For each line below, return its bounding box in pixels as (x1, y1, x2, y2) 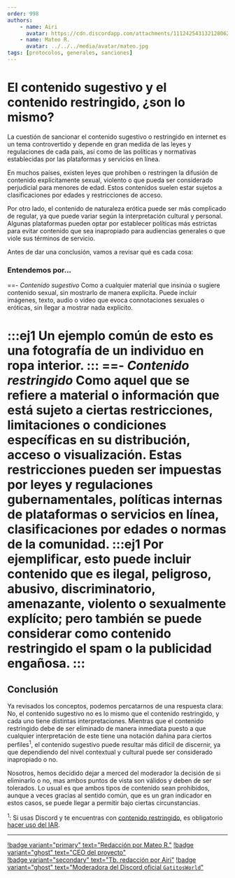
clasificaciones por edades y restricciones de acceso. (7, 191, 163, 199)
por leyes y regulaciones (7, 477, 153, 493)
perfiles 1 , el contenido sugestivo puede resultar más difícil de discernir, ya (7, 739, 221, 748)
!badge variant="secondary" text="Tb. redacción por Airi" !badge (7, 856, 197, 864)
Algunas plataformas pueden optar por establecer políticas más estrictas (7, 219, 218, 228)
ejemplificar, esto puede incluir (7, 551, 192, 568)
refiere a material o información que (7, 387, 220, 404)
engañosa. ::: (7, 656, 85, 671)
